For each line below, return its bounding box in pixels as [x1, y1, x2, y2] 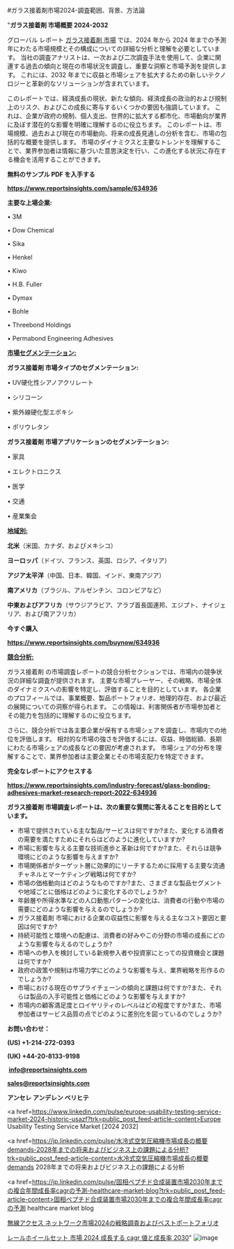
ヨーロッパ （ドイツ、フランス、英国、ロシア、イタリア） [7, 556, 171, 564]
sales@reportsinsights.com [7, 1079, 90, 1087]
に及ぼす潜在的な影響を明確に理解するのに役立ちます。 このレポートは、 [7, 121, 216, 128]
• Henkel [7, 253, 33, 261]
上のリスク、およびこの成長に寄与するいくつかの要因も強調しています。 [7, 103, 214, 111]
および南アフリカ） [24, 609, 80, 618]
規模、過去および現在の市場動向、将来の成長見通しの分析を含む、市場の [13, 129, 221, 138]
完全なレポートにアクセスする [7, 767, 93, 775]
